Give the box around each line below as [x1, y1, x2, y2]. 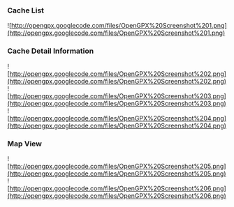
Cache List [7, 6, 44, 15]
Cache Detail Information [7, 46, 94, 56]
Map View [7, 139, 43, 148]
